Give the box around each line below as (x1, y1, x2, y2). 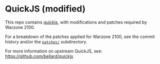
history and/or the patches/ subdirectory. (5, 38, 88, 44)
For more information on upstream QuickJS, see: (5, 48, 103, 54)
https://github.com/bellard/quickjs (5, 53, 73, 59)
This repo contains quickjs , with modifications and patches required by (5, 19, 147, 25)
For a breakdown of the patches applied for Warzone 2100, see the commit (5, 34, 155, 39)
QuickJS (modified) (5, 3, 86, 14)
